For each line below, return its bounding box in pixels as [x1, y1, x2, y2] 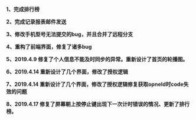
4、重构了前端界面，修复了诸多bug [6, 44, 92, 50]
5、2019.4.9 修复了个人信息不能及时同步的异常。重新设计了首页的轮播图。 [6, 56, 188, 62]
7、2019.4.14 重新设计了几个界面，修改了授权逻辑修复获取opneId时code [6, 81, 184, 88]
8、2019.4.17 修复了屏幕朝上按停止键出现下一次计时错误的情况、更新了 [6, 101, 179, 108]
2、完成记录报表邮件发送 [6, 18, 67, 25]
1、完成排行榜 [6, 6, 40, 12]
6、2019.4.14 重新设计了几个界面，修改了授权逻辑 [6, 68, 128, 75]
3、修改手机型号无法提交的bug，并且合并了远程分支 [6, 31, 133, 38]
